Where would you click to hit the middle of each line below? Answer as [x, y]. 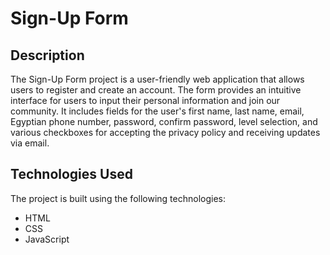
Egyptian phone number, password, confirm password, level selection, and [164, 121]
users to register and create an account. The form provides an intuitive [156, 90]
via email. [30, 143]
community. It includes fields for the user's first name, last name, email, [157, 111]
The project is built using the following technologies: [118, 198]
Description [47, 55]
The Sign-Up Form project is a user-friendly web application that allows [157, 79]
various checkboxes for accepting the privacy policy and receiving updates [165, 132]
